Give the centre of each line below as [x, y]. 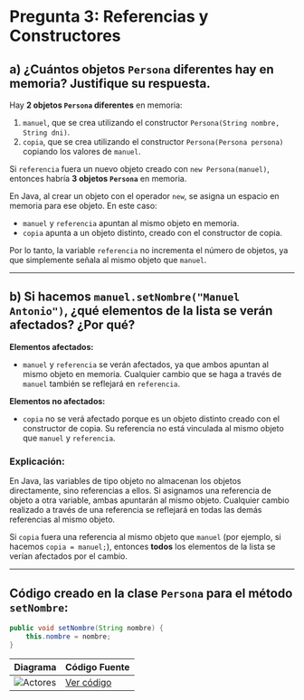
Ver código [88, 682]
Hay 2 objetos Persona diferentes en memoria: [96, 105]
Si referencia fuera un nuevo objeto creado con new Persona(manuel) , [139, 169]
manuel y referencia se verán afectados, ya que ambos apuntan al [146, 364]
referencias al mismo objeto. [62, 520]
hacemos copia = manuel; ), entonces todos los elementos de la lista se [142, 547]
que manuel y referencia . [69, 438]
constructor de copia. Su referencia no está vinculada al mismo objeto [153, 428]
